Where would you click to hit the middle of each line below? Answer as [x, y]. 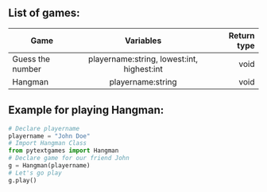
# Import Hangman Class [48, 143]
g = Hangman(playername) [49, 166]
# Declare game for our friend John [69, 159]
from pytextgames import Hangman [64, 151]
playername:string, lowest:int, [143, 59]
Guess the [31, 59]
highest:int [143, 69]
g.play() [23, 180]
